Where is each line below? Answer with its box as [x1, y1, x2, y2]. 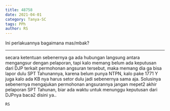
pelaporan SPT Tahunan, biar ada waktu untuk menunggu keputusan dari [5, 87, 158, 93]
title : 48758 [5, 7, 33, 13]
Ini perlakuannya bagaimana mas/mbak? [5, 40, 90, 46]
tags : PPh [5, 21, 26, 27]
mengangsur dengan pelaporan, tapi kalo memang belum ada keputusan [5, 60, 157, 66]
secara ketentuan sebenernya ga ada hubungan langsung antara [5, 54, 140, 61]
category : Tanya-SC [5, 17, 47, 22]
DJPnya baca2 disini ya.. [5, 92, 57, 98]
